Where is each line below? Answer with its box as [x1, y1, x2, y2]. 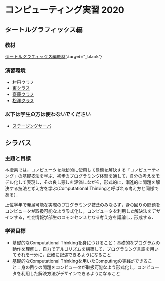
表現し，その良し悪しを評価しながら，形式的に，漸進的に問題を [26, 179, 156, 185]
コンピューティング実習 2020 [5, 4, 124, 16]
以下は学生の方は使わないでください [5, 111, 91, 118]
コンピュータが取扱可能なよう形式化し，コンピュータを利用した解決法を [5, 208, 152, 214]
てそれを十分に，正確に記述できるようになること [12, 252, 112, 258]
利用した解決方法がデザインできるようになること [21, 271, 121, 277]
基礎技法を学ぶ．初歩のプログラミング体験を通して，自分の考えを [22, 173, 156, 179]
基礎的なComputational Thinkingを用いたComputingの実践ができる [12, 258, 148, 264]
